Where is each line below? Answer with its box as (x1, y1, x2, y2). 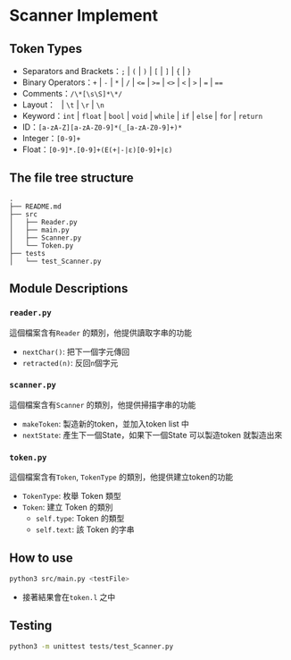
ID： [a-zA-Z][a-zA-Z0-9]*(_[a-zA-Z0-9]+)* (21, 122, 183, 132)
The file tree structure (9, 171, 134, 186)
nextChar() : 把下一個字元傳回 (21, 346, 130, 357)
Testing (9, 618, 53, 633)
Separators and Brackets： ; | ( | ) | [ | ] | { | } (21, 66, 192, 76)
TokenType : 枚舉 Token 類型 (21, 491, 122, 502)
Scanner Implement (9, 5, 159, 26)
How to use (9, 551, 73, 566)
